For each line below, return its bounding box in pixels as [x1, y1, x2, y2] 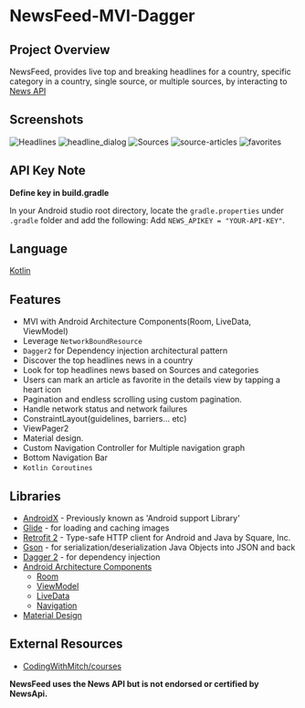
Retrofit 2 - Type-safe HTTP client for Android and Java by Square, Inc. [22, 532, 291, 543]
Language [9, 241, 68, 257]
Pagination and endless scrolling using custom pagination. [22, 394, 242, 405]
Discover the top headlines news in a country [22, 355, 194, 366]
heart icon [22, 384, 62, 395]
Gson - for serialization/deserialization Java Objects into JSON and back [22, 542, 296, 553]
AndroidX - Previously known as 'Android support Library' [22, 513, 240, 524]
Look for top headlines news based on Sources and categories [22, 365, 259, 376]
